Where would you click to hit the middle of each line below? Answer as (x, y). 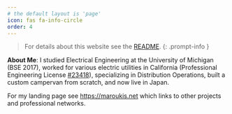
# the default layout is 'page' (54, 14)
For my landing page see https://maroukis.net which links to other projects (114, 96)
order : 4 (20, 27)
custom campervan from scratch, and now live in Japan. (88, 83)
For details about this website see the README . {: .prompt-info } (117, 47)
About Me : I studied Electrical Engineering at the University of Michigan (111, 60)
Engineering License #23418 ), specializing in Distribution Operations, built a (116, 75)
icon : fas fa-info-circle (45, 20)
